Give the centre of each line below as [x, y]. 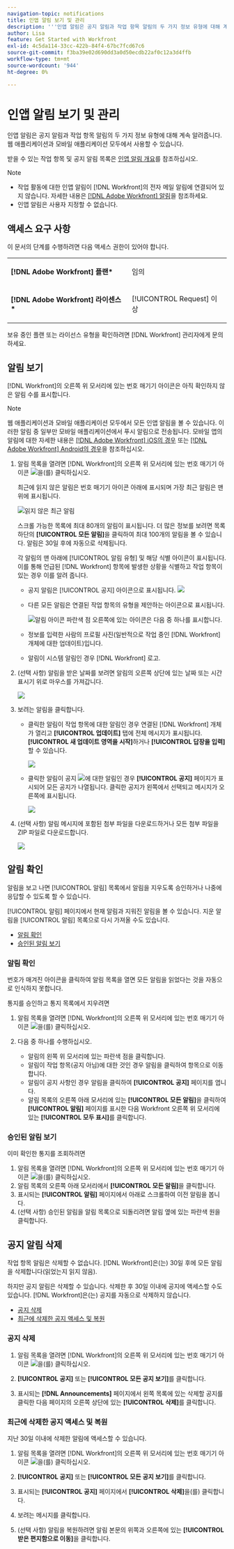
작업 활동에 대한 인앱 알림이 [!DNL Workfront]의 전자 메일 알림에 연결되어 [117, 187]
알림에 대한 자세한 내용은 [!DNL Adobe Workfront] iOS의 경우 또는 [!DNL [107, 441]
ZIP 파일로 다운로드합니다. [53, 832]
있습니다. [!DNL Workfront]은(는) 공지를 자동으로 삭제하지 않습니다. [99, 1295]
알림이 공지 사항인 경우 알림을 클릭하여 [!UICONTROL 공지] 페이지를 [120, 1083]
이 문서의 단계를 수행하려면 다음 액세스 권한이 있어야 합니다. [88, 247]
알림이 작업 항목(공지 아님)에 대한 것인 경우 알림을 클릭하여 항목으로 [119, 1065]
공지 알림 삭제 [35, 1245]
